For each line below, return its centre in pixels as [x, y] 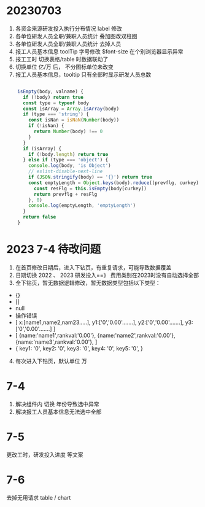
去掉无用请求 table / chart [39, 497]
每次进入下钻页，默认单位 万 [51, 361]
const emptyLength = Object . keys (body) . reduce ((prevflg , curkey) [114, 183]
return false [39, 217]
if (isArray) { [42, 149]
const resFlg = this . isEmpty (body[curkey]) [90, 188]
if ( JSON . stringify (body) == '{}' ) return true [90, 177]
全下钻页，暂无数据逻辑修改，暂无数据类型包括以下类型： [88, 282]
